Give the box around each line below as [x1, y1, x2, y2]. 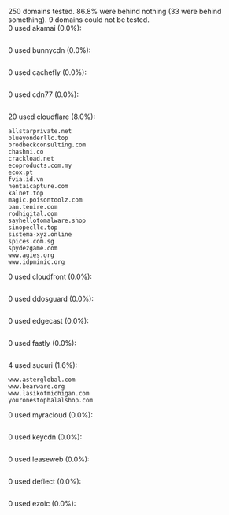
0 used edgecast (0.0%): [8, 317, 89, 325]
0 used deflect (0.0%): [8, 476, 82, 486]
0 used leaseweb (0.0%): [8, 454, 90, 464]
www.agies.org [8, 251, 55, 259]
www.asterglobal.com [8, 376, 76, 383]
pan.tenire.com [8, 203, 58, 211]
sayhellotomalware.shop [8, 217, 87, 224]
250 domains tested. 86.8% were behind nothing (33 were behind [8, 7, 222, 16]
